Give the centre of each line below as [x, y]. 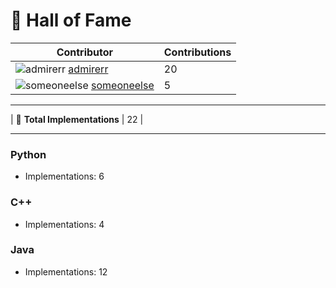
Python [28, 154]
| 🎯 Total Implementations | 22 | [77, 119]
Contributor [85, 52]
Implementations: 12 [66, 271]
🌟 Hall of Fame [71, 20]
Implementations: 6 [64, 176]
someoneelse [123, 85]
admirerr [88, 69]
